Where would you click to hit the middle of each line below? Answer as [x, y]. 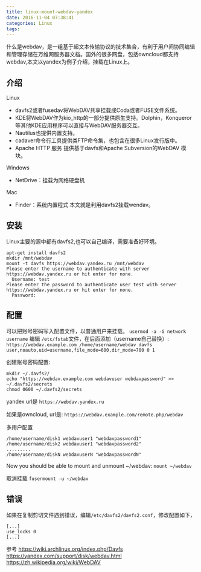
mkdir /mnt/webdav [29, 258]
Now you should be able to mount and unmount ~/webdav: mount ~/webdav [99, 465]
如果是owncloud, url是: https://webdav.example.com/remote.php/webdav [95, 414]
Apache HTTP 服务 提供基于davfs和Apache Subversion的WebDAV [97, 148]
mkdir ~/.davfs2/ [28, 373]
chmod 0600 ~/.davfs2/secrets [44, 389]
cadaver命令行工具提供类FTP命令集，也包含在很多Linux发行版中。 [97, 140]
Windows [18, 168]
